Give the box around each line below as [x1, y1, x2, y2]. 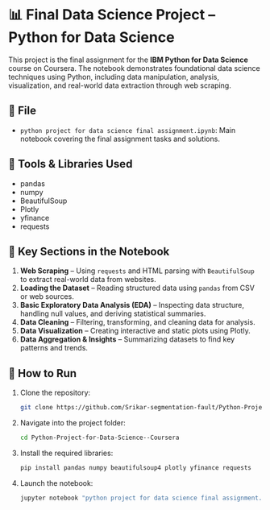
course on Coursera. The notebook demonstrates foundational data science [8, 63, 260, 73]
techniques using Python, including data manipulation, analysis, [8, 72, 220, 81]
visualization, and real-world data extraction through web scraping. [8, 81, 231, 90]
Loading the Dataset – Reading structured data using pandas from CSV [19, 283, 255, 293]
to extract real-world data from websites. [19, 275, 157, 284]
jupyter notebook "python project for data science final [19, 494, 219, 502]
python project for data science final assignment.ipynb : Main [19, 125, 236, 135]
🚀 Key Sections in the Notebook [8, 244, 170, 258]
